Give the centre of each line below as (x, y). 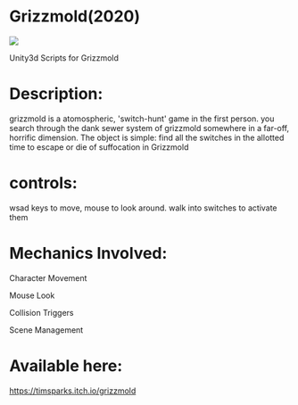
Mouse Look (32, 295)
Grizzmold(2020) (75, 17)
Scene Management (46, 330)
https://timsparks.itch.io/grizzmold (73, 391)
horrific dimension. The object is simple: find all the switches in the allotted (147, 137)
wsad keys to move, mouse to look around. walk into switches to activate (144, 208)
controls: (43, 183)
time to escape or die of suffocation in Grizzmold (99, 147)
